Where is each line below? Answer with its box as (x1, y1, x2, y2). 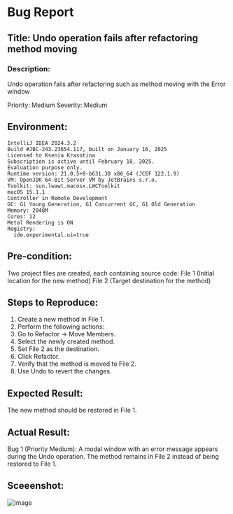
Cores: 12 (7, 213, 36, 220)
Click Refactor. (17, 352, 60, 361)
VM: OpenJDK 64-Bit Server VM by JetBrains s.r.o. (7, 176, 158, 183)
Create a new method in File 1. (17, 315, 105, 324)
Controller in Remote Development (7, 194, 108, 201)
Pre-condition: (7, 250, 72, 262)
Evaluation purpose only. (7, 164, 83, 171)
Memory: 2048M (7, 207, 49, 214)
